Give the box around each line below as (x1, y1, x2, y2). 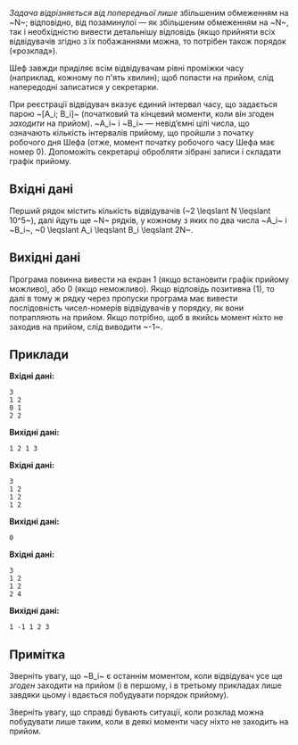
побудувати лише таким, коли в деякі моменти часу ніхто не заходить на (9, 716, 289, 727)
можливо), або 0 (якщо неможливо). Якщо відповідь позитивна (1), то (9, 283, 275, 294)
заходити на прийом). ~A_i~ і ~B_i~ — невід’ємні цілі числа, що (9, 118, 250, 128)
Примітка (9, 647, 66, 662)
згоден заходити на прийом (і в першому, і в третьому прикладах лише (9, 680, 283, 691)
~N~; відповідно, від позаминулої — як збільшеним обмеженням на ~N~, (9, 17, 289, 28)
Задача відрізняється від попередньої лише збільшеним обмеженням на (9, 8, 289, 18)
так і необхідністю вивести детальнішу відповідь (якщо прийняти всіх (9, 27, 276, 37)
